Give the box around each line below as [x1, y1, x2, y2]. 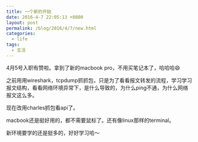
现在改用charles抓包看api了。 [6, 104, 79, 111]
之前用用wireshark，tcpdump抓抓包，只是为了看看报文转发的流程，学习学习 [6, 76, 193, 83]
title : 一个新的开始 [6, 8, 52, 15]
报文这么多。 [6, 91, 37, 98]
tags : [6, 42, 20, 48]
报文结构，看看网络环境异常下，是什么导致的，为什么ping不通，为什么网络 [6, 84, 189, 91]
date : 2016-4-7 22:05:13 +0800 [6, 14, 84, 20]
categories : [6, 31, 36, 37]
